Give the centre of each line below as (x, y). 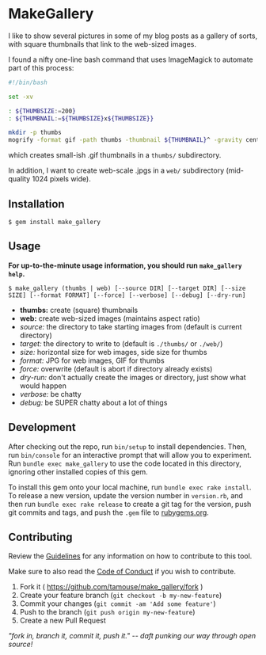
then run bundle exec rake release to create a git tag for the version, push (130, 504)
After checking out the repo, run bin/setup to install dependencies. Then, (127, 446)
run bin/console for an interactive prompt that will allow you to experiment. (130, 455)
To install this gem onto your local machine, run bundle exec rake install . (130, 487)
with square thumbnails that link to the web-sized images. (102, 44)
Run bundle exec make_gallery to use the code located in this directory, (125, 463)
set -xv (21, 97)
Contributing (40, 537)
